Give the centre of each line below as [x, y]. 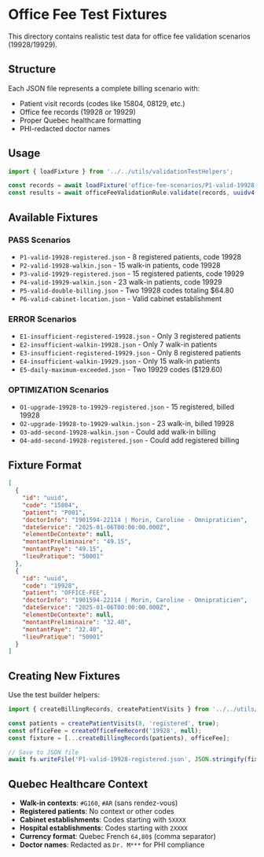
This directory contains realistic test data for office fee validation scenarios [129, 36]
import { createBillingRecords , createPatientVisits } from [109, 709]
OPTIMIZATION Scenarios [59, 390]
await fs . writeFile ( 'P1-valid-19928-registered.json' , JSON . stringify [126, 760]
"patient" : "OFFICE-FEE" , [65, 593]
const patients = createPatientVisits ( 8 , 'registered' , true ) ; [114, 723]
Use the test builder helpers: [54, 695]
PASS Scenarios [39, 240]
